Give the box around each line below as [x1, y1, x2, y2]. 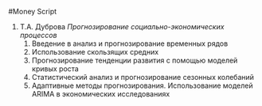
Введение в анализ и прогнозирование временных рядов [31, 39, 229, 48]
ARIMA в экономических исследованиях [31, 89, 170, 98]
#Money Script [8, 7, 57, 16]
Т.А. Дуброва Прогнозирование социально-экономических [19, 22, 225, 31]
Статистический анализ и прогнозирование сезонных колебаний [31, 73, 255, 81]
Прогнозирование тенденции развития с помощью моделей [31, 55, 238, 65]
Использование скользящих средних [31, 47, 159, 56]
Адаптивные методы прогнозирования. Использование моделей [31, 81, 253, 90]
